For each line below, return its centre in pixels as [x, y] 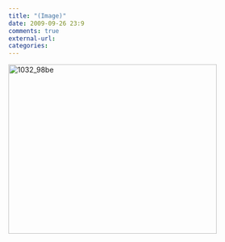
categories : [28, 46]
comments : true [34, 31]
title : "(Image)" [37, 16]
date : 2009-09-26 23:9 [46, 23]
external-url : [32, 38]
